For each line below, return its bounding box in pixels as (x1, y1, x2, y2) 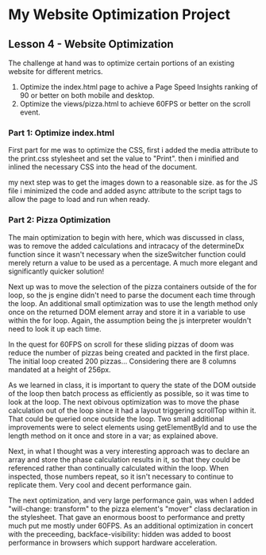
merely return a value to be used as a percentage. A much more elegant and (8, 258, 258, 267)
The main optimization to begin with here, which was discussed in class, (8, 232, 245, 242)
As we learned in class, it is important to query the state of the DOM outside (8, 380, 256, 390)
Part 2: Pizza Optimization (8, 215, 111, 226)
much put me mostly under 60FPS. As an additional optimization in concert (8, 521, 254, 530)
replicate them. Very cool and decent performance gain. (8, 479, 192, 490)
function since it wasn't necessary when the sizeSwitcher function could (8, 249, 246, 259)
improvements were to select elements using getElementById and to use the (8, 422, 257, 432)
